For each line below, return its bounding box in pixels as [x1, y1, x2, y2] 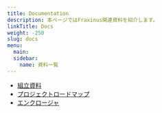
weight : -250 [7, 29, 45, 37]
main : [13, 49, 30, 56]
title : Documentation [7, 10, 69, 17]
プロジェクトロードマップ [16, 90, 90, 98]
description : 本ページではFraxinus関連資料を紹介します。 [7, 17, 159, 23]
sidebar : [13, 55, 38, 62]
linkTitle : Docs [7, 23, 54, 30]
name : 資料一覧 [19, 61, 59, 68]
